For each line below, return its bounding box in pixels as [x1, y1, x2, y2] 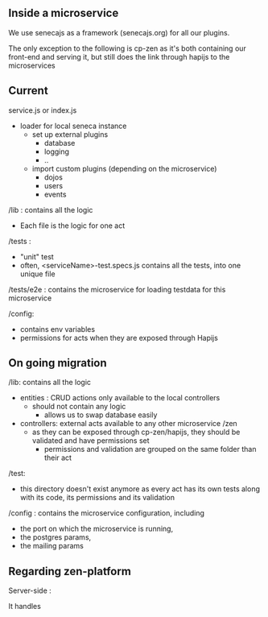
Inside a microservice [8, 6, 119, 20]
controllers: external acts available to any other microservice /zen [19, 419, 237, 429]
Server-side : [8, 586, 52, 595]
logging [43, 147, 70, 156]
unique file [19, 269, 56, 279]
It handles [8, 602, 42, 611]
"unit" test [19, 251, 54, 261]
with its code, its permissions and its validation [19, 493, 175, 503]
